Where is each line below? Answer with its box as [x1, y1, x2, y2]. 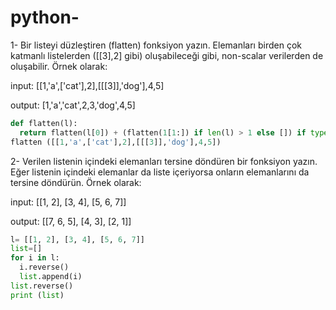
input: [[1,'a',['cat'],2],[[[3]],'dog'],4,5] [10, 79, 165, 91]
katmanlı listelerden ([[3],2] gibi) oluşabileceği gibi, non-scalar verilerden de [10, 49, 324, 61]
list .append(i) [19, 272, 83, 282]
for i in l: [10, 253, 60, 263]
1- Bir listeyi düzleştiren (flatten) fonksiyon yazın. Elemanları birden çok [10, 39, 302, 51]
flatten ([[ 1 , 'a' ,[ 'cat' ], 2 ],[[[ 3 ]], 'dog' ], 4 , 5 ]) [10, 137, 222, 147]
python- [10, 6, 80, 29]
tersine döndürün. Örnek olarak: [10, 176, 142, 188]
